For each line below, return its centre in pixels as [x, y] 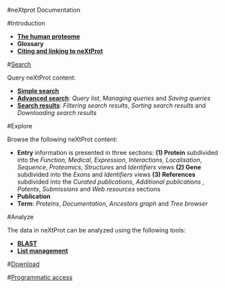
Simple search [38, 91]
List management [43, 251]
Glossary [30, 44]
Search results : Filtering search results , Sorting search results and [111, 105]
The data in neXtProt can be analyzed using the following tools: [96, 230]
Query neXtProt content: [42, 77]
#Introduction [26, 23]
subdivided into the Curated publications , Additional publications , [110, 182]
